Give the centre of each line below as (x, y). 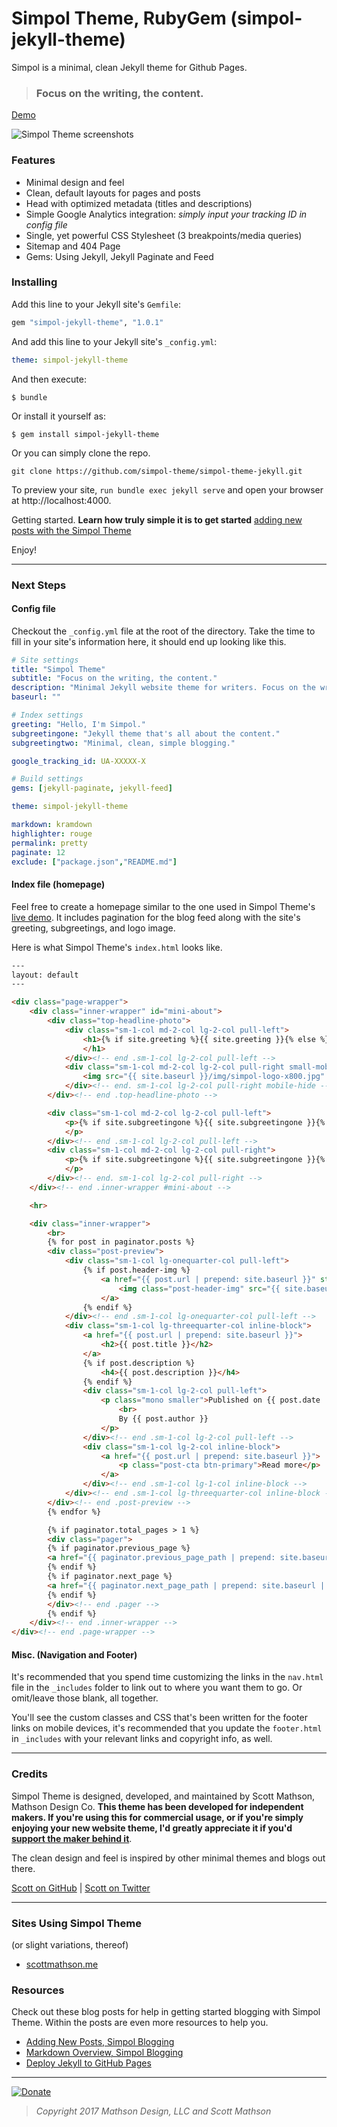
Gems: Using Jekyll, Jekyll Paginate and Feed (119, 256)
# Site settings (45, 660)
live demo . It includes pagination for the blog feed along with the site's (156, 917)
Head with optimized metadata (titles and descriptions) (139, 203)
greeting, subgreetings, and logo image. (93, 928)
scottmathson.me (62, 1964)
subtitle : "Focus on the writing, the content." (114, 678)
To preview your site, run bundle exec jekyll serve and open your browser (167, 489)
